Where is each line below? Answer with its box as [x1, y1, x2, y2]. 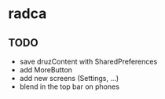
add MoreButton [19, 65, 73, 75]
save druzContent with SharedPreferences [19, 57, 158, 66]
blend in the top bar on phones [19, 82, 120, 91]
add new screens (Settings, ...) [19, 74, 119, 82]
